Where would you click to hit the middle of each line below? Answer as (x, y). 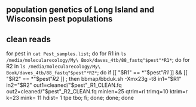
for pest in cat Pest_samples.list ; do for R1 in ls (66, 53)
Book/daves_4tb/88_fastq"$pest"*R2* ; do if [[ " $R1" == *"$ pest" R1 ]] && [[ (97, 73)
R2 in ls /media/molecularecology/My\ (53, 66)
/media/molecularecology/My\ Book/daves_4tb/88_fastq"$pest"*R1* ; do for (98, 60)
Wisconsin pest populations (59, 19)
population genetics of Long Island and (80, 10)
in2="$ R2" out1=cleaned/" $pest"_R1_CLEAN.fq (64, 85)
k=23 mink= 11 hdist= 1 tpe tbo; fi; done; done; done (70, 98)
